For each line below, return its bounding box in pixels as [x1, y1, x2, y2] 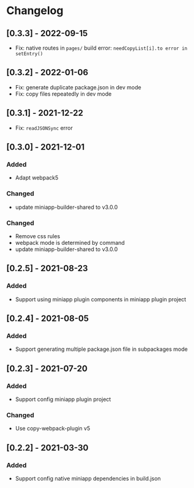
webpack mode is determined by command [15, 239, 125, 246]
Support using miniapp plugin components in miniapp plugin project [15, 295, 187, 303]
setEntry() [15, 51, 43, 57]
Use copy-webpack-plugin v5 [15, 425, 91, 432]
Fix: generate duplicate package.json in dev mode [15, 83, 142, 91]
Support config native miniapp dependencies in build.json [15, 475, 161, 482]
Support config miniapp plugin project [15, 396, 111, 403]
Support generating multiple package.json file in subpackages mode [15, 345, 188, 353]
